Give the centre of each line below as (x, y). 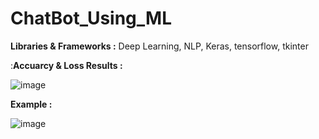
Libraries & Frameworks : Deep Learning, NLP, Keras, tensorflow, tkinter (159, 46)
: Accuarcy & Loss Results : (66, 65)
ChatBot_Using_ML (91, 18)
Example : (31, 104)
